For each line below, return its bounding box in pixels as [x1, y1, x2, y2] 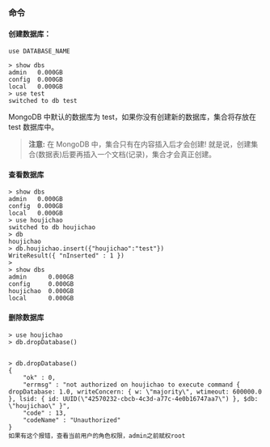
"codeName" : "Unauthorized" [23, 415, 121, 424]
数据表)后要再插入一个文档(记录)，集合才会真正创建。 [37, 150, 217, 160]
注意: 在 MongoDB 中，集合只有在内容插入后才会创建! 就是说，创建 [27, 139, 251, 149]
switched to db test [8, 97, 78, 105]
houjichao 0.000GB [8, 287, 74, 296]
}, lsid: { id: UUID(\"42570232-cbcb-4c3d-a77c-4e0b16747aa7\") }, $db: [8, 394, 259, 402]
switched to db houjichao [8, 223, 95, 232]
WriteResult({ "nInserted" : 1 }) [8, 252, 125, 260]
